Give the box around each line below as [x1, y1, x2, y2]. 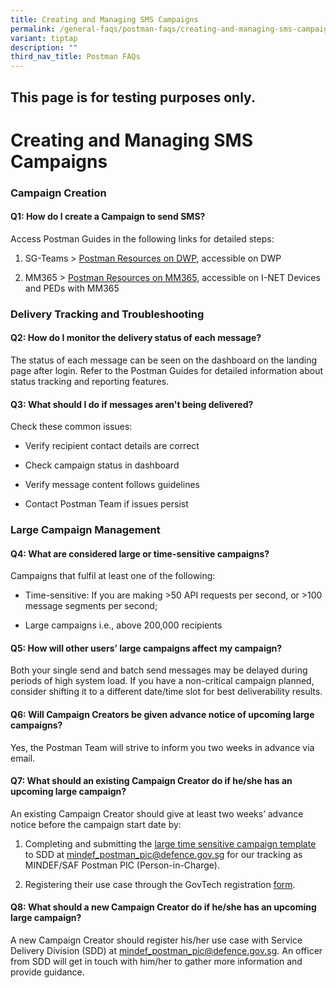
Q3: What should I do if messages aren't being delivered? [10, 398, 254, 410]
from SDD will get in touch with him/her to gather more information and [10, 956, 303, 968]
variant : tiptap [10, 33, 78, 43]
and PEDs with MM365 [24, 282, 120, 294]
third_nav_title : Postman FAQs [10, 52, 141, 62]
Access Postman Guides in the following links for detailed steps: [10, 232, 275, 245]
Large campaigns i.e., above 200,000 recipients [24, 619, 223, 631]
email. [10, 752, 36, 764]
